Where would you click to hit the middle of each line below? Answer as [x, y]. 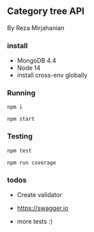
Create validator [40, 195]
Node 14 [29, 68]
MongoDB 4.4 [36, 60]
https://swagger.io [43, 208]
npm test [19, 150]
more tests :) [35, 221]
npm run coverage [32, 163]
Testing [20, 137]
